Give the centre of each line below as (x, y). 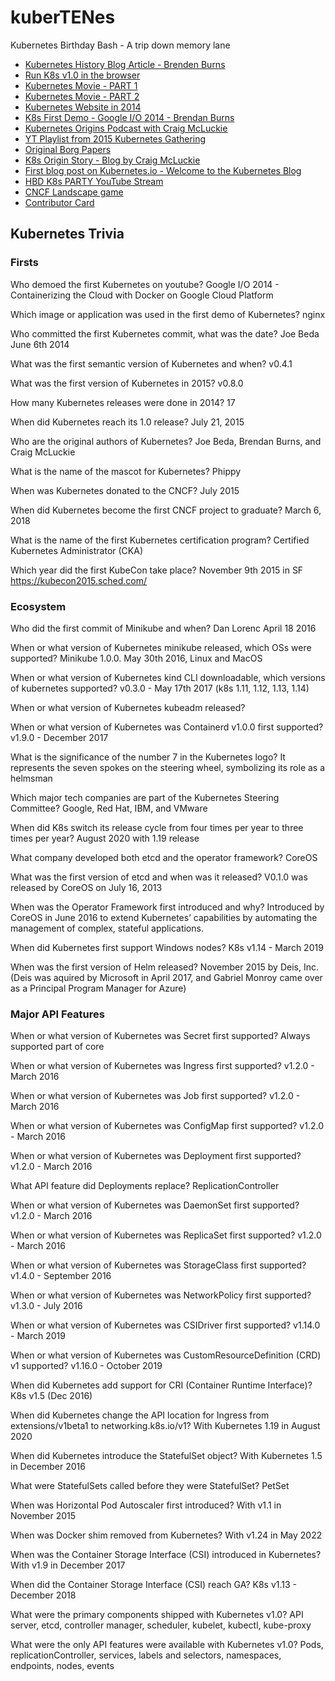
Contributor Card (59, 202)
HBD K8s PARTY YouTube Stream (94, 181)
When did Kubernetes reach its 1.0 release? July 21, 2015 (127, 422)
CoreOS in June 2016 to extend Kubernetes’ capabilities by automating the (164, 917)
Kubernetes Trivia (67, 234)
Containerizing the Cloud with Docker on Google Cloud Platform (142, 295)
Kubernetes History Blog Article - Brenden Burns (125, 64)
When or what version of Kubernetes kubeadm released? (128, 707)
